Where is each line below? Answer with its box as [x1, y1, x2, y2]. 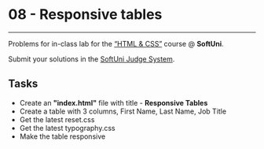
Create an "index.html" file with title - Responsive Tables [19, 98, 208, 107]
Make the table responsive [19, 132, 106, 141]
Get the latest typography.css [19, 123, 115, 132]
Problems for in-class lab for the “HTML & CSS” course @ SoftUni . [8, 39, 224, 48]
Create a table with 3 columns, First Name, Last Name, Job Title [19, 106, 226, 116]
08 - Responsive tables [8, 6, 163, 24]
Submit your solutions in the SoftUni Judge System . [8, 54, 175, 64]
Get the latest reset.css [19, 114, 95, 124]
